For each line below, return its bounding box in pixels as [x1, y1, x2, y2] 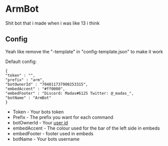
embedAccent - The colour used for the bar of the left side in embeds [12, 125, 160, 131]
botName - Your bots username [12, 136, 80, 142]
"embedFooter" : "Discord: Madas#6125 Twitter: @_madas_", [5, 91, 134, 96]
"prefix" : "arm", [5, 77, 45, 82]
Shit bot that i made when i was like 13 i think [5, 20, 100, 26]
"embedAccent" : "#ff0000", [5, 86, 66, 91]
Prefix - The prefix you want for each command [12, 114, 114, 120]
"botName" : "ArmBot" [5, 95, 52, 100]
